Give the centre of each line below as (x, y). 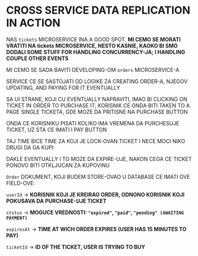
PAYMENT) (17, 218)
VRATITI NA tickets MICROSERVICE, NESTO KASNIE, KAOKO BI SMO (92, 46)
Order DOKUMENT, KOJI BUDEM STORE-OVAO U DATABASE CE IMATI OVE (98, 176)
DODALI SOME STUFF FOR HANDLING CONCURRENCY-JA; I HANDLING (96, 52)
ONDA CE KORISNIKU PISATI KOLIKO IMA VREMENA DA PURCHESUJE (93, 123)
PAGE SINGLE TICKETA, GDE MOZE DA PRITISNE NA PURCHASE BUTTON (97, 112)
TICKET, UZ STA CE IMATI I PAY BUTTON (57, 129)
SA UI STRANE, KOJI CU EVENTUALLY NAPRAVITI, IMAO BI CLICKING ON (97, 99)
